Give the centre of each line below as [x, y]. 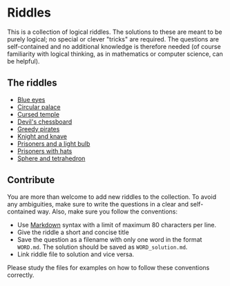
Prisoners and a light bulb [54, 144]
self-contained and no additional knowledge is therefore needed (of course [114, 46]
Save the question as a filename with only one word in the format [109, 239]
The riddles [32, 83]
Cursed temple [38, 114]
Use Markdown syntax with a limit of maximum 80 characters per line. [116, 225]
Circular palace [39, 107]
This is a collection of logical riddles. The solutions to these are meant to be [115, 32]
